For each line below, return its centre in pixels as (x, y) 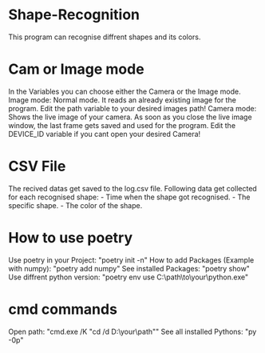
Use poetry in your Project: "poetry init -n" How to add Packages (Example (131, 260)
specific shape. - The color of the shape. (75, 205)
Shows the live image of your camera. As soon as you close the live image (131, 117)
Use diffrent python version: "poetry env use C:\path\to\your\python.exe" (129, 277)
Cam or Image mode (77, 69)
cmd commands (63, 309)
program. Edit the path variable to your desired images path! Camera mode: (132, 108)
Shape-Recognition (74, 15)
